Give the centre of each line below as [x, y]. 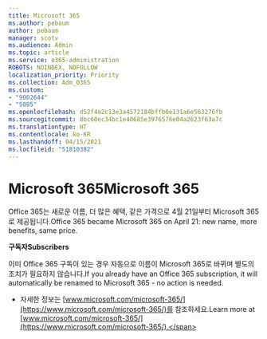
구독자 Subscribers [39, 247]
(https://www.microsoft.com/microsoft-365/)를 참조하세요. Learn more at [137, 309]
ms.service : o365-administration [64, 61]
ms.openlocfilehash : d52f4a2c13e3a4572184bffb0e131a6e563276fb [116, 112]
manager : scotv [33, 38]
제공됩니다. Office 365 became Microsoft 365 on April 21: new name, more [137, 222]
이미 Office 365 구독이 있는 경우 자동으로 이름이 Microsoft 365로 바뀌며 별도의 [132, 264]
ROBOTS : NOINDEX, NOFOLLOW [53, 68]
